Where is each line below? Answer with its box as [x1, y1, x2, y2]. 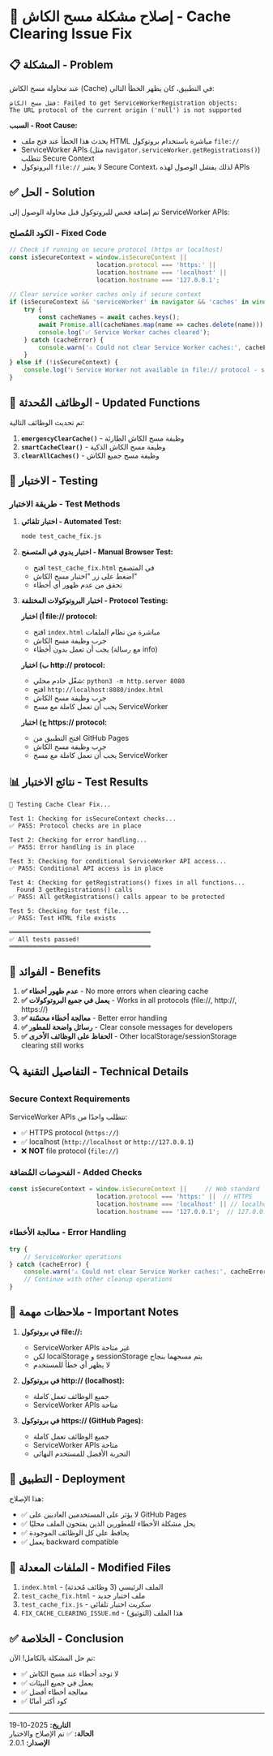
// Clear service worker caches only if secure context [9, 291, 202, 299]
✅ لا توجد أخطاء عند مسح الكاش [20, 1669, 119, 1679]
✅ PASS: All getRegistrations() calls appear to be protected [9, 893, 225, 902]
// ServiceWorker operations [23, 1253, 122, 1261]
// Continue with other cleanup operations [23, 1276, 173, 1284]
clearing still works [20, 1040, 84, 1050]
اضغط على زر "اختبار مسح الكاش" [32, 571, 138, 581]
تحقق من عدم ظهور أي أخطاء [32, 580, 122, 590]
